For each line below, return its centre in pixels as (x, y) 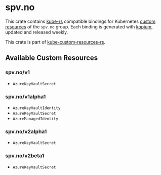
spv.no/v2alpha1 (26, 131)
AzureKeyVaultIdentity (36, 108)
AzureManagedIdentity (35, 119)
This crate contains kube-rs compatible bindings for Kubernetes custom (80, 21)
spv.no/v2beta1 (25, 156)
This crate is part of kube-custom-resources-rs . (55, 42)
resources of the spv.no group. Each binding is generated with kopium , (79, 26)
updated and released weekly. (37, 32)
